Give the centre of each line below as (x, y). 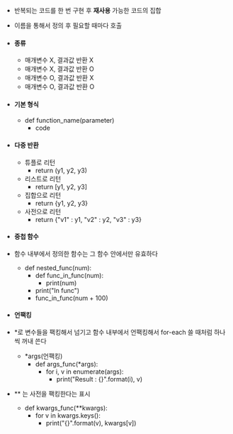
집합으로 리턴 (43, 195)
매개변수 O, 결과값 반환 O (59, 87)
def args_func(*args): (67, 365)
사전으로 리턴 (43, 211)
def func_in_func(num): (69, 275)
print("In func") (57, 290)
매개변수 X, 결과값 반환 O (59, 69)
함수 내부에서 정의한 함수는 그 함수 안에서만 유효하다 (86, 253)
